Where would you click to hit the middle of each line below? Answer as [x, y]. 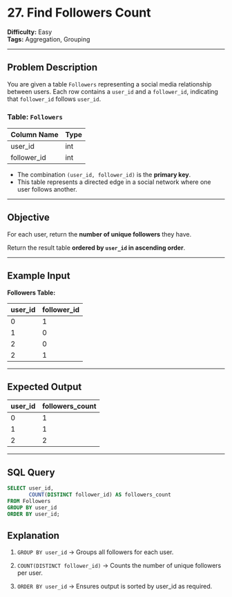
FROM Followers [29, 502]
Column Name [35, 135]
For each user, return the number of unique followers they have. [99, 234]
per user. [30, 573]
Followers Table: [31, 293]
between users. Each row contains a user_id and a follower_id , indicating [113, 91]
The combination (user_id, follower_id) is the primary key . [104, 175]
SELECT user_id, [30, 488]
